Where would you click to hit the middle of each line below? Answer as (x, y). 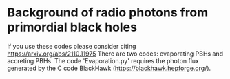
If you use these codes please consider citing (72, 46)
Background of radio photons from (108, 13)
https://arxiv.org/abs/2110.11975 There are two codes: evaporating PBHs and (115, 54)
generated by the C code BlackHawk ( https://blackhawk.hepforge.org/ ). (109, 68)
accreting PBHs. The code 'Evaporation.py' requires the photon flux (103, 60)
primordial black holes (72, 27)
